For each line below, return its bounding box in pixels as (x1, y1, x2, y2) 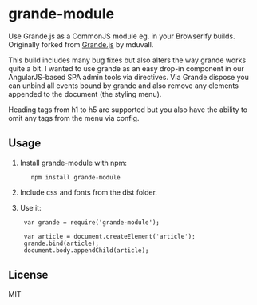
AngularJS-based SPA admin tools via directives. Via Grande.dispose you (8, 72, 250, 82)
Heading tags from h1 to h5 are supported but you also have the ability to (8, 105, 248, 114)
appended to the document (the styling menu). (8, 89, 162, 98)
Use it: (19, 203, 42, 212)
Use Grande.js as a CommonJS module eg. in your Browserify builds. (8, 31, 235, 41)
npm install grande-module (30, 173, 121, 181)
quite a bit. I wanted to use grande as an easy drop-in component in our (8, 63, 245, 73)
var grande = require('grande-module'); (23, 218, 160, 227)
